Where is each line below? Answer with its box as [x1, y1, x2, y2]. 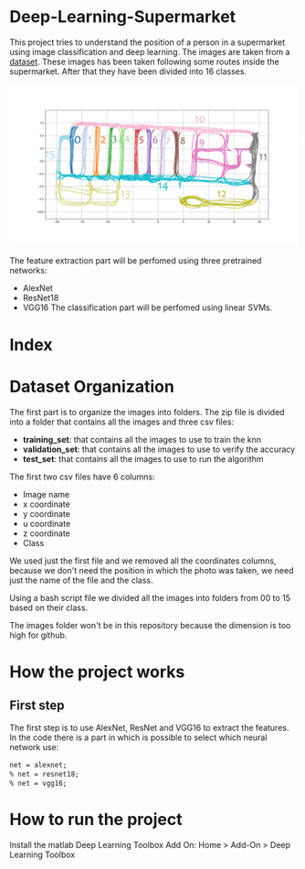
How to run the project [9, 809, 183, 830]
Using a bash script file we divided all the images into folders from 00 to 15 [9, 592, 290, 603]
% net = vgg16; [9, 778, 68, 788]
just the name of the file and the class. [9, 574, 153, 585]
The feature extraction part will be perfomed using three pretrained [9, 255, 262, 266]
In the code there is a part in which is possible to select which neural [9, 732, 268, 743]
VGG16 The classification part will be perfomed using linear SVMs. [22, 302, 273, 313]
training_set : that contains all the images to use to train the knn [22, 434, 262, 445]
